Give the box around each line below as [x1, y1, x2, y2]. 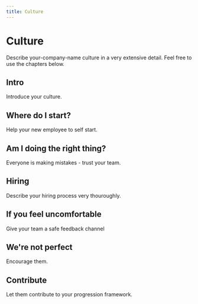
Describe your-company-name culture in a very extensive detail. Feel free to [6, 54, 192, 61]
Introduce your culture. [6, 93, 62, 100]
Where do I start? [6, 110, 72, 121]
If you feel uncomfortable [6, 209, 102, 220]
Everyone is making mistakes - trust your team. [6, 159, 121, 166]
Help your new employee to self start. [6, 126, 98, 134]
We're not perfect [6, 242, 73, 252]
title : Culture [6, 8, 44, 15]
